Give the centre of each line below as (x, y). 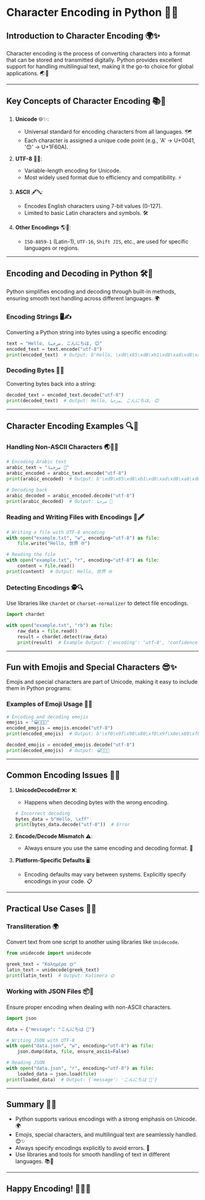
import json (21, 1018)
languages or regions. (52, 248)
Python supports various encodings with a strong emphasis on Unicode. (106, 1119)
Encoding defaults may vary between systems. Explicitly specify (105, 875)
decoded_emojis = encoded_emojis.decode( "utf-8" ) (71, 745)
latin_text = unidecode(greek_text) (53, 970)
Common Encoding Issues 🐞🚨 (63, 775)
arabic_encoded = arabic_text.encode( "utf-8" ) (67, 473)
